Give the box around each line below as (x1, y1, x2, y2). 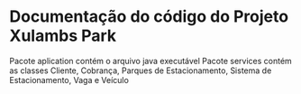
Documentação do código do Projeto (9, 6, 289, 27)
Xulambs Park (9, 25, 117, 46)
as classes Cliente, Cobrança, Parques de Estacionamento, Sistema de (9, 65, 272, 76)
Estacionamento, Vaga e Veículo (9, 74, 129, 85)
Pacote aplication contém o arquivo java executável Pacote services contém (9, 55, 293, 66)
